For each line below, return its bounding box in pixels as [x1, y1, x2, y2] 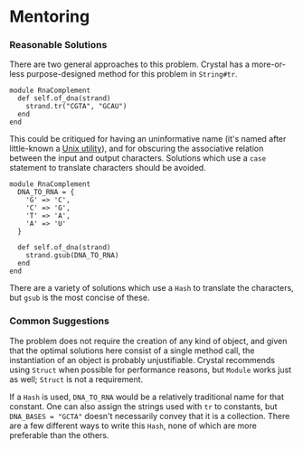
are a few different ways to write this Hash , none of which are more [9, 420, 258, 431]
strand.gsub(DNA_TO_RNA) [25, 251, 119, 260]
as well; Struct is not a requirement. [9, 373, 144, 385]
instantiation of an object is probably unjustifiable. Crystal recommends [9, 354, 276, 365]
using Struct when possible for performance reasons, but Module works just [9, 364, 292, 375]
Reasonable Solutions [9, 39, 108, 51]
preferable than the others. [9, 429, 109, 440]
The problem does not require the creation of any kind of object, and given [9, 335, 288, 346]
